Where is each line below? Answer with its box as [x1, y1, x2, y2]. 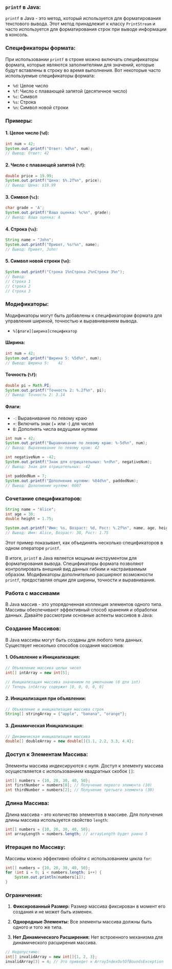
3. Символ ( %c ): [5, 194, 39, 200]
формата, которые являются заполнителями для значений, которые [5, 62, 155, 68]
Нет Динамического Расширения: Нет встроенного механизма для [12, 934, 163, 940]
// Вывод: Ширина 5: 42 [5, 360, 63, 366]
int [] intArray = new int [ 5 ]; [5, 670, 70, 675]
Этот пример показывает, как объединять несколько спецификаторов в [5, 540, 163, 546]
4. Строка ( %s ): [5, 226, 38, 232]
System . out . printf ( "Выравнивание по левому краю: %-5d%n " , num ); [5, 441, 147, 446]
